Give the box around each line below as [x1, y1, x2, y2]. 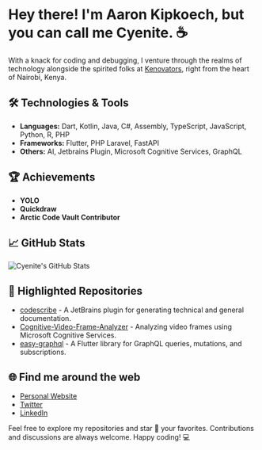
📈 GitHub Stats [8, 236, 85, 250]
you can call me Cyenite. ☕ [8, 24, 188, 42]
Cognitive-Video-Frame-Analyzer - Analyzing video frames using [19, 322, 232, 332]
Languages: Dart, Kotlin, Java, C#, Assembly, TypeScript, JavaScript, [19, 121, 247, 131]
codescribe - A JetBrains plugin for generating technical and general [19, 305, 244, 315]
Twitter [19, 400, 44, 409]
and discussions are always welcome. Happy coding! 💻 [8, 433, 191, 441]
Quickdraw [19, 204, 57, 213]
